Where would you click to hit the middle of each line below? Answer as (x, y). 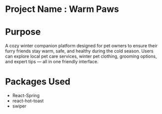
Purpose (23, 32)
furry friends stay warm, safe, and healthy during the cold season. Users (79, 51)
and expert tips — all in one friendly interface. (52, 62)
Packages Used (38, 82)
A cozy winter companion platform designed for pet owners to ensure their (81, 46)
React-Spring (26, 96)
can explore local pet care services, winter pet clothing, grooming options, (81, 56)
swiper (19, 106)
